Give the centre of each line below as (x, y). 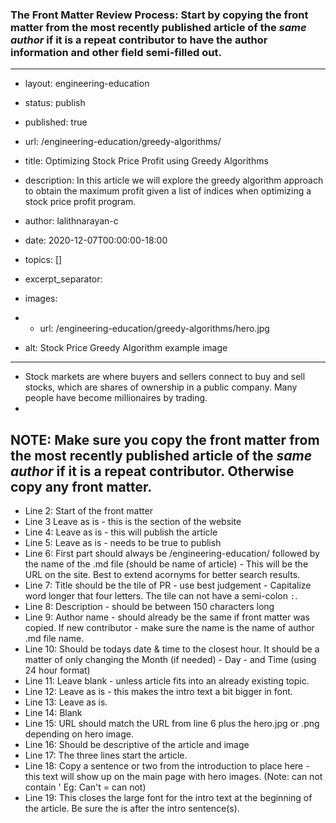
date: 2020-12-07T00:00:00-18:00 (96, 240)
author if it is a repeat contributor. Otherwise (152, 471)
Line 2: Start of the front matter (88, 511)
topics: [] (43, 260)
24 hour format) (57, 670)
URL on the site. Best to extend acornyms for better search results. (162, 575)
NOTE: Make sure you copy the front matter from (165, 439)
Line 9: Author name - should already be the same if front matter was (167, 617)
